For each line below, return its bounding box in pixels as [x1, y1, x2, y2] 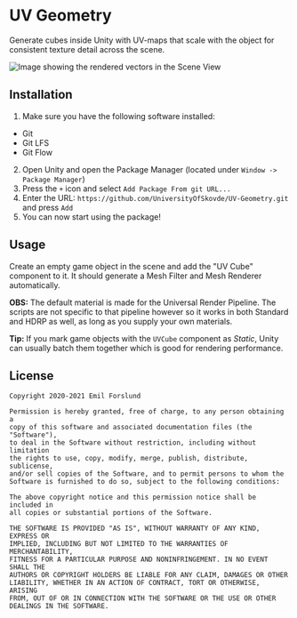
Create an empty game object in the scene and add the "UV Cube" [9, 261, 253, 271]
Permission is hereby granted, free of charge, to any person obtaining [9, 407, 285, 416]
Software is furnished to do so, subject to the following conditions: [9, 478, 280, 486]
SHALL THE [9, 563, 46, 572]
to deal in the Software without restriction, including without [9, 438, 256, 447]
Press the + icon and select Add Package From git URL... [21, 183, 231, 194]
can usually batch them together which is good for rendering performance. [9, 342, 284, 353]
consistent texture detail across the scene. [9, 44, 165, 54]
